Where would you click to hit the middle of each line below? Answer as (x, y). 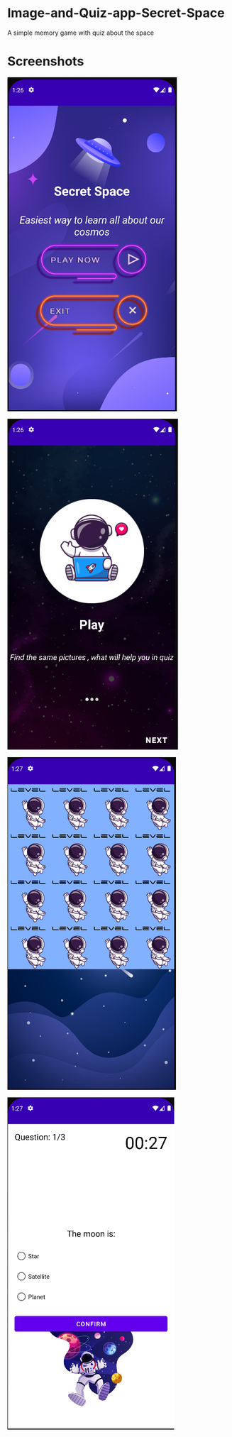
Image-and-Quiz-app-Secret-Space (116, 13)
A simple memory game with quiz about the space (81, 33)
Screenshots (46, 61)
